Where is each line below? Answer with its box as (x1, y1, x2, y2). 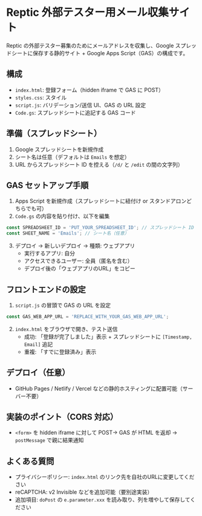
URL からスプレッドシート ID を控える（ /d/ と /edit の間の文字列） (15, 161, 183, 168)
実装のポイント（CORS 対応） (6, 412, 119, 422)
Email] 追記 (24, 340, 53, 347)
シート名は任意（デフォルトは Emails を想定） (15, 153, 130, 161)
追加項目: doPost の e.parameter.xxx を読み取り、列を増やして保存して (15, 496, 191, 503)
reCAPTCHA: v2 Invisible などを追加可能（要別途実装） (15, 489, 153, 496)
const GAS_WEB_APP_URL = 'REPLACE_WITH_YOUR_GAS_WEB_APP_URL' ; (6, 313, 169, 320)
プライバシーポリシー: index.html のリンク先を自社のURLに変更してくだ (15, 474, 195, 481)
